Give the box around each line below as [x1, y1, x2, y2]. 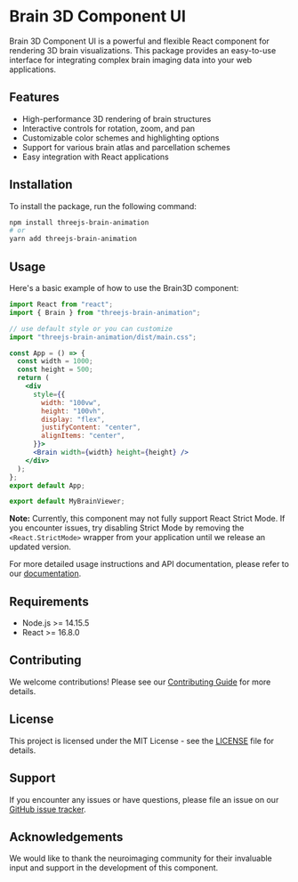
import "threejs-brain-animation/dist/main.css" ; [9, 332, 197, 342]
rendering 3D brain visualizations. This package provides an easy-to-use [9, 45, 277, 55]
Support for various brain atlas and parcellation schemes [21, 142, 231, 152]
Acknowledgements [9, 829, 124, 845]
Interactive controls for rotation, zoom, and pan [21, 123, 196, 134]
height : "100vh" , [41, 407, 105, 416]
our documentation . [9, 568, 82, 579]
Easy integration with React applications [21, 151, 169, 162]
